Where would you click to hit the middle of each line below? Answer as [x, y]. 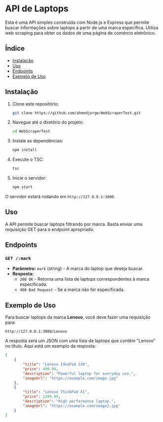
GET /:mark [18, 259]
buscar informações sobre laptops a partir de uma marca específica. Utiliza [82, 27]
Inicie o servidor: [29, 178]
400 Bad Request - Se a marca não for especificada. [72, 290]
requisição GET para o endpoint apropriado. [50, 229]
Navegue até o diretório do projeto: [48, 122]
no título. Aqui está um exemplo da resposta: [51, 346]
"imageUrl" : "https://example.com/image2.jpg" [72, 406]
